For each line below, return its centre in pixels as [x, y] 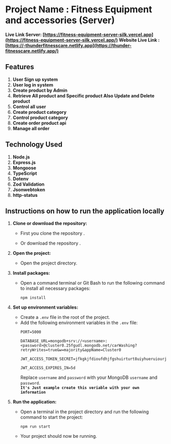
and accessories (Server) [60, 20]
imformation [33, 392]
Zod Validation [29, 184]
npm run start [35, 427]
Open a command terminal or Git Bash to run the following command [92, 283]
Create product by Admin [40, 90]
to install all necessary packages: [55, 289]
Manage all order [31, 128]
